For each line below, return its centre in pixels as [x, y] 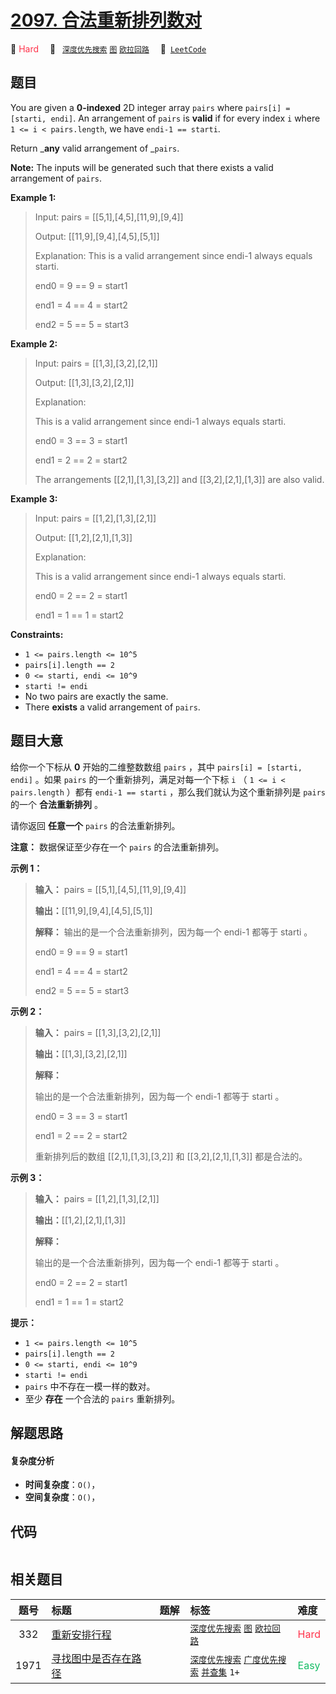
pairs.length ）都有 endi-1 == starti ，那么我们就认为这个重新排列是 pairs [168, 792]
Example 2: [34, 343]
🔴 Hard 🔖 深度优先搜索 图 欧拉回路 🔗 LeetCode [108, 48]
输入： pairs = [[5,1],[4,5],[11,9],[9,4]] [110, 889]
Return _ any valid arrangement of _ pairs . [95, 148]
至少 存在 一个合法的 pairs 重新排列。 [102, 1398]
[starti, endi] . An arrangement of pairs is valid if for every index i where [165, 118]
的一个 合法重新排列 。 [56, 804]
